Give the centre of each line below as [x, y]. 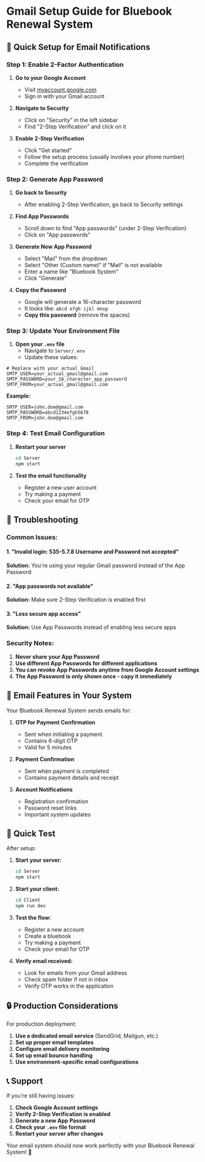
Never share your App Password [57, 657]
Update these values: [51, 357]
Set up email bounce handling [54, 1055]
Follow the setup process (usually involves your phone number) [104, 157]
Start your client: [37, 889]
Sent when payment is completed [66, 771]
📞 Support [25, 1081]
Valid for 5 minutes [48, 747]
